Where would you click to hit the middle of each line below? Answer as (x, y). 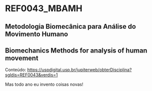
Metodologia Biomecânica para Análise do (71, 27)
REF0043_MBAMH (44, 9)
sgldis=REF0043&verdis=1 (31, 75)
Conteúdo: (16, 70)
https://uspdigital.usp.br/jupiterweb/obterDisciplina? (79, 70)
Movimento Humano (37, 34)
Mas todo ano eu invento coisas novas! (44, 84)
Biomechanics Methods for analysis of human (76, 50)
